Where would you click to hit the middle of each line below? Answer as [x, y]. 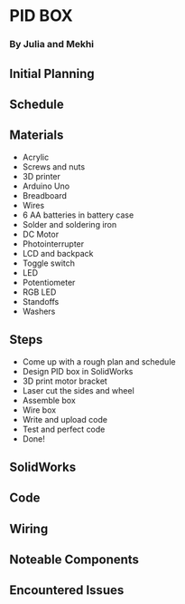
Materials [37, 136]
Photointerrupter [53, 244]
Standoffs [41, 301]
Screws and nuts [54, 166]
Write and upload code [65, 419]
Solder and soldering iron [69, 224]
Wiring [29, 528]
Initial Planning [52, 73]
